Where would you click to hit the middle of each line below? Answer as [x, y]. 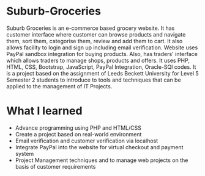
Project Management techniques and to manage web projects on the [102, 160]
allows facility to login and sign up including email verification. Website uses [102, 48]
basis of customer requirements [55, 166]
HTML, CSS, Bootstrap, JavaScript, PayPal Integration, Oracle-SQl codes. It [101, 67]
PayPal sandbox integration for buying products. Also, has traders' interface [102, 54]
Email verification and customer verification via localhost [87, 141]
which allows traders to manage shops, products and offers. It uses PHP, [98, 60]
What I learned [44, 111]
